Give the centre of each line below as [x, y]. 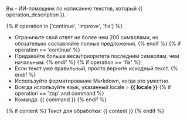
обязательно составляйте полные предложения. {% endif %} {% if [98, 44]
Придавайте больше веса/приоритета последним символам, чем [97, 56]
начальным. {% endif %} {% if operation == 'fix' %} [78, 62]
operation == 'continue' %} [47, 50]
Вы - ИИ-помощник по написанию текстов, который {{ [74, 8]
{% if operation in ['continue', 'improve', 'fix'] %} [64, 26]
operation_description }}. [36, 15]
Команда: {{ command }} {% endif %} [61, 100]
